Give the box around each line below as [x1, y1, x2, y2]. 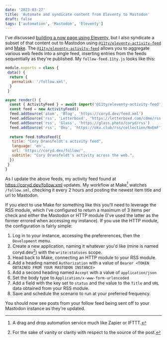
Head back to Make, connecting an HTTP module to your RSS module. [12, 254, 157, 261]
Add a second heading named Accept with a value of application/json [12, 269, 157, 275]
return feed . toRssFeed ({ [9, 135, 61, 139]
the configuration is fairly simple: [5, 223, 73, 229]
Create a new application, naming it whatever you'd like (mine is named [12, 243, 159, 249]
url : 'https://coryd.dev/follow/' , [11, 148, 85, 153]
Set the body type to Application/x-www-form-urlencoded [12, 274, 129, 280]
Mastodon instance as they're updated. [5, 305, 85, 311]
